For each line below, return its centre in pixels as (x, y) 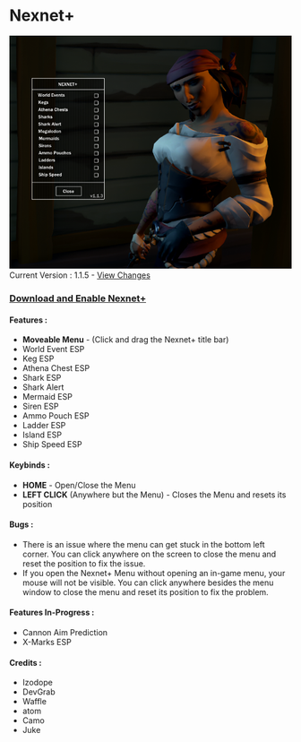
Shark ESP (42, 378)
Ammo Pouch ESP (56, 416)
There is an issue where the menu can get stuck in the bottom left (143, 544)
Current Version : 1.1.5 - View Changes (80, 275)
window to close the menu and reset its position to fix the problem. (145, 591)
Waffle (34, 702)
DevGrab (39, 692)
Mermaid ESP (47, 397)
